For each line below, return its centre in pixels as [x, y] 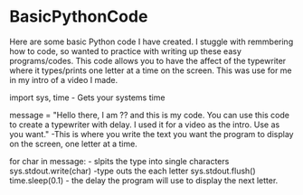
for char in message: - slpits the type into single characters [119, 161]
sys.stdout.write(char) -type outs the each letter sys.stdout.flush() [133, 171]
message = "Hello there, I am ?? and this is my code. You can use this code [149, 115]
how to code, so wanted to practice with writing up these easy [126, 51]
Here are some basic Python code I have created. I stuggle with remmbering [151, 42]
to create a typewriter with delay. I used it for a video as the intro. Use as [145, 125]
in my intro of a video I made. [64, 79]
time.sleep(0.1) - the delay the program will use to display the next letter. [144, 180]
